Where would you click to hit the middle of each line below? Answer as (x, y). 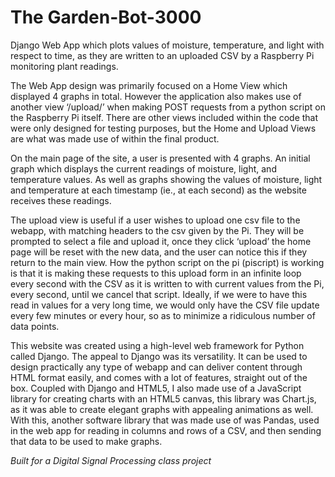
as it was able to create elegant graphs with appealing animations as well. (162, 409)
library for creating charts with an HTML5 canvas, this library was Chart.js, (163, 398)
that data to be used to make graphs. (86, 441)
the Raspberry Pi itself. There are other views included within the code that (164, 117)
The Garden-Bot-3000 (106, 17)
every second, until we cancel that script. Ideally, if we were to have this (159, 294)
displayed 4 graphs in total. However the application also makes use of (156, 96)
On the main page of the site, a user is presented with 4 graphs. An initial (160, 158)
